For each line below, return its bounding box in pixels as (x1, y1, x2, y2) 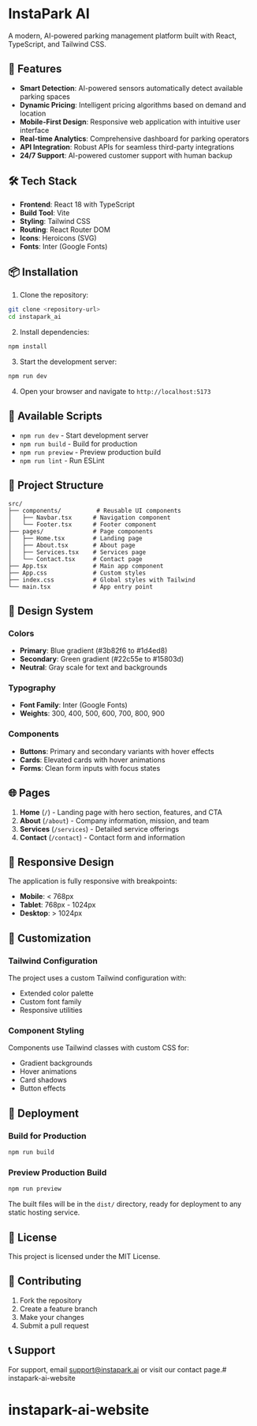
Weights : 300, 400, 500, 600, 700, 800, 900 (19, 709, 166, 719)
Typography (8, 682, 57, 693)
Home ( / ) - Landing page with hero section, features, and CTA (19, 807, 223, 817)
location (19, 108, 47, 118)
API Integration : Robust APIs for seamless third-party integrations (19, 142, 235, 151)
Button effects (19, 1083, 66, 1093)
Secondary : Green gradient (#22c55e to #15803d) (19, 654, 184, 664)
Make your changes (19, 1312, 84, 1322)
